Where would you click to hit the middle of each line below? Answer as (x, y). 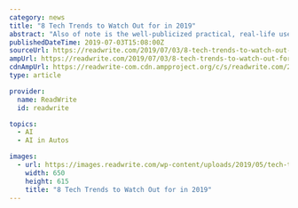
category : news (37, 17)
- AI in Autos (43, 140)
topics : (24, 124)
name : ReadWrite (47, 100)
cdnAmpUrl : (29, 68)
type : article (35, 76)
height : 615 (47, 181)
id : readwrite (43, 108)
